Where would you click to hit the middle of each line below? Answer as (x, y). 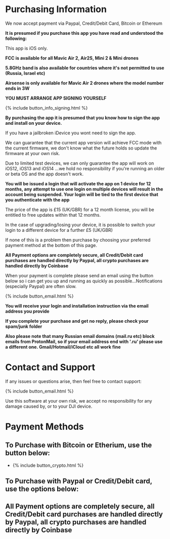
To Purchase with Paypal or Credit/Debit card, (79, 481)
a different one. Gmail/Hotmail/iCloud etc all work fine (63, 347)
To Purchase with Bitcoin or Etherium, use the (79, 445)
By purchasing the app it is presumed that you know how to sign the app (83, 118)
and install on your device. (34, 123)
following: (16, 38)
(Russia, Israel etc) (25, 73)
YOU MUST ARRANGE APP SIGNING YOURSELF (56, 98)
